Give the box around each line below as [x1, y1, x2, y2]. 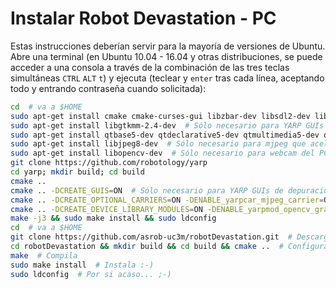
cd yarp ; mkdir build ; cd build [10, 167, 145, 177]
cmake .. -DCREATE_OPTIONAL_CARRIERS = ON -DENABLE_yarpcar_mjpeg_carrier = [10, 195, 325, 205]
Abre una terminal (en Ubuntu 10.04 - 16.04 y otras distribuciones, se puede [10, 50, 323, 62]
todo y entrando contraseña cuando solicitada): [10, 82, 207, 94]
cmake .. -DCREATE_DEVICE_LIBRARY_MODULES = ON [10, 204, 203, 214]
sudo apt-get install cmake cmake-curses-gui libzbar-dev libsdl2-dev [10, 111, 311, 121]
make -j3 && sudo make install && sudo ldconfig [10, 213, 217, 224]
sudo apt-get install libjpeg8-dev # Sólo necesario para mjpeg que [10, 139, 307, 149]
